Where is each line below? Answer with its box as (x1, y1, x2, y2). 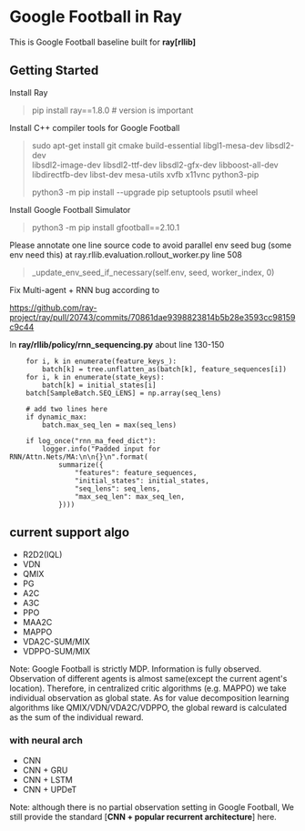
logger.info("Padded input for (42, 444, 161, 453)
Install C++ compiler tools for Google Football (9, 122, 180, 133)
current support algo (9, 525, 130, 541)
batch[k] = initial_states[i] (42, 380, 157, 390)
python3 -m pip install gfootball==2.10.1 (31, 221, 180, 233)
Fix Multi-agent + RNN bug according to (9, 284, 160, 295)
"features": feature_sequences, (74, 468, 198, 477)
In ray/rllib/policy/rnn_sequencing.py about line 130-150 (9, 339, 225, 350)
